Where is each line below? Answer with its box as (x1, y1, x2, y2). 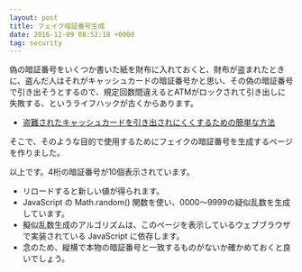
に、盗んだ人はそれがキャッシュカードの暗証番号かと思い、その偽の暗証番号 (9, 76, 294, 86)
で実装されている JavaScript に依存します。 (22, 231, 185, 241)
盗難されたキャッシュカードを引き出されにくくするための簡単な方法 (22, 117, 276, 128)
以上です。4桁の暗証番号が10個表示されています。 (9, 167, 196, 177)
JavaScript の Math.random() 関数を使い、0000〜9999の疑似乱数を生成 (22, 197, 291, 208)
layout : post (9, 13, 59, 23)
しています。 (22, 208, 69, 219)
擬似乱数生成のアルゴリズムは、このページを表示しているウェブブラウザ (22, 220, 291, 231)
